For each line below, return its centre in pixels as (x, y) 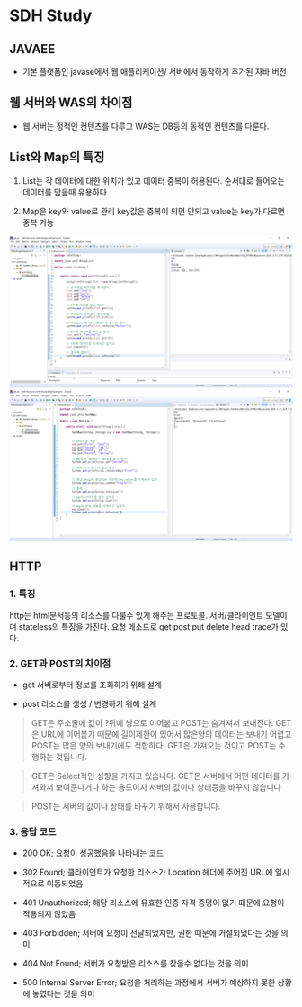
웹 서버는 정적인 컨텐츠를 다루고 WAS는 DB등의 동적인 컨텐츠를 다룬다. (146, 126)
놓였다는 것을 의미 (63, 994)
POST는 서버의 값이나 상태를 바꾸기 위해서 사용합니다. (126, 806)
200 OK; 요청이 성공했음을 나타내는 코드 (93, 853)
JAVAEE (32, 49)
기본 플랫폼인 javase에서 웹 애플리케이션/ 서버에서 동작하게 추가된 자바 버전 (154, 72)
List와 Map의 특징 (57, 157)
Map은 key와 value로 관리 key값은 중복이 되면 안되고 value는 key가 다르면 (154, 211)
